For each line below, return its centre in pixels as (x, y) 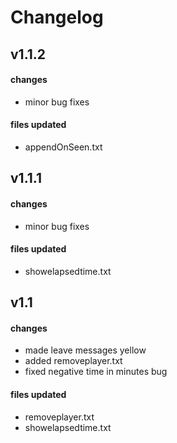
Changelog (57, 17)
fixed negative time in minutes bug (96, 372)
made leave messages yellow (85, 350)
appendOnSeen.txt (63, 147)
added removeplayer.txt (73, 361)
